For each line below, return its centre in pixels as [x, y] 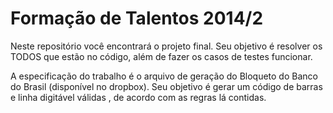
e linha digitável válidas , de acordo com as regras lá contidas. [138, 97]
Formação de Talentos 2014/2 [137, 18]
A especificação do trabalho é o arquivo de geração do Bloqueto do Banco [164, 76]
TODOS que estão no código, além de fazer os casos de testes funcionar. [161, 56]
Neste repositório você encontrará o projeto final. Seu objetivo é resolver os [166, 46]
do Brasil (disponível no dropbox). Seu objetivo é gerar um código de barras [166, 86]
